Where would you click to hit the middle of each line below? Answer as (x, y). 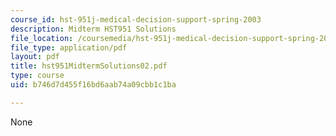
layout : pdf (35, 57)
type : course (37, 76)
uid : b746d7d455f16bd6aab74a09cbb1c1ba (93, 85)
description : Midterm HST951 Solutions (93, 29)
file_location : (42, 38)
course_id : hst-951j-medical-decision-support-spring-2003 (136, 19)
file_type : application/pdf (69, 47)
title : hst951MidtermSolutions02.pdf (89, 66)
